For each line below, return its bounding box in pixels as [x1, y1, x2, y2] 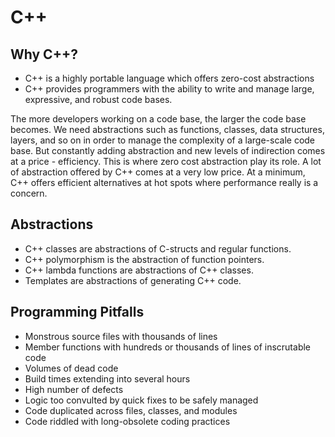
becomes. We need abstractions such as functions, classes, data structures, [10, 124, 325, 135]
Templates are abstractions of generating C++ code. [24, 274, 242, 286]
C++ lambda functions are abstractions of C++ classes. [24, 264, 254, 276]
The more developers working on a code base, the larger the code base [10, 113, 307, 125]
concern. [10, 187, 48, 199]
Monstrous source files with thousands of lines [24, 330, 218, 342]
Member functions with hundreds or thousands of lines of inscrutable [24, 341, 312, 353]
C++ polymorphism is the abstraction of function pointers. [24, 253, 265, 265]
